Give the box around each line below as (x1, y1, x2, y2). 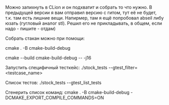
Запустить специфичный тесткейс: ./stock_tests (5, 65, 107, 70)
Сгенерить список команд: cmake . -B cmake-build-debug (5, 89, 130, 95)
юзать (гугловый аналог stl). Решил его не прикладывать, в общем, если (5, 20, 162, 26)
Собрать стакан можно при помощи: (5, 35, 85, 41)
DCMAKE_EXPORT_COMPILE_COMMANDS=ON (5, 95, 104, 100)
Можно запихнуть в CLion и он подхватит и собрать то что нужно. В (5, 5, 152, 10)
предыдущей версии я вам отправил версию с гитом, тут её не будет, (5, 10, 157, 16)
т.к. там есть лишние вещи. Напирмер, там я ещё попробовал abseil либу (5, 15, 164, 21)
